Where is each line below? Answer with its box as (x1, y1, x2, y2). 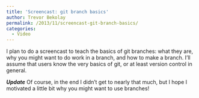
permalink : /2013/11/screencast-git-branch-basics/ (6, 20, 138, 26)
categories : (6, 25, 36, 32)
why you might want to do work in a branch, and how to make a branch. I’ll (6, 54, 191, 61)
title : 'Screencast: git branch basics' (6, 8, 109, 15)
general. (6, 67, 27, 74)
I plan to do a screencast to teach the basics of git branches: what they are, (6, 47, 194, 55)
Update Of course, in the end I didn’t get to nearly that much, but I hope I (6, 79, 188, 86)
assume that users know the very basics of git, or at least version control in (6, 61, 192, 68)
